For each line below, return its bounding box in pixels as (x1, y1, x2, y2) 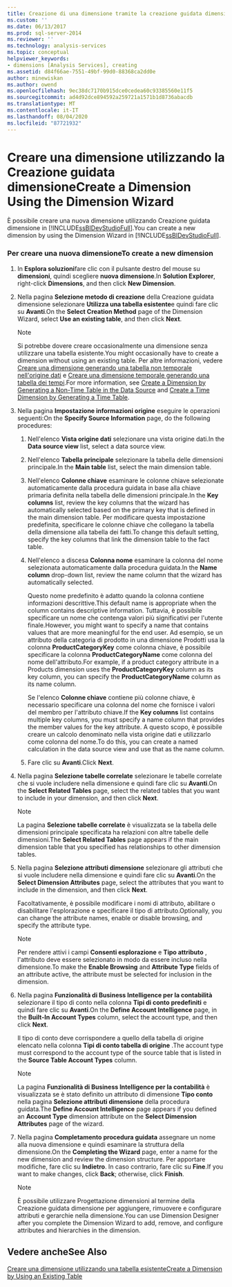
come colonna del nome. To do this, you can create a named (27, 737, 198, 746)
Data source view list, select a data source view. (27, 441, 166, 450)
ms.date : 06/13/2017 (7, 23, 67, 30)
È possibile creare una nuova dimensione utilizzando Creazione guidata (7, 216, 211, 225)
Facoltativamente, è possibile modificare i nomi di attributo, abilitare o (17, 899, 215, 907)
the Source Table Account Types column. (17, 1056, 137, 1064)
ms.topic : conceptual (7, 49, 70, 56)
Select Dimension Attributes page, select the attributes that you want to (17, 878, 224, 886)
